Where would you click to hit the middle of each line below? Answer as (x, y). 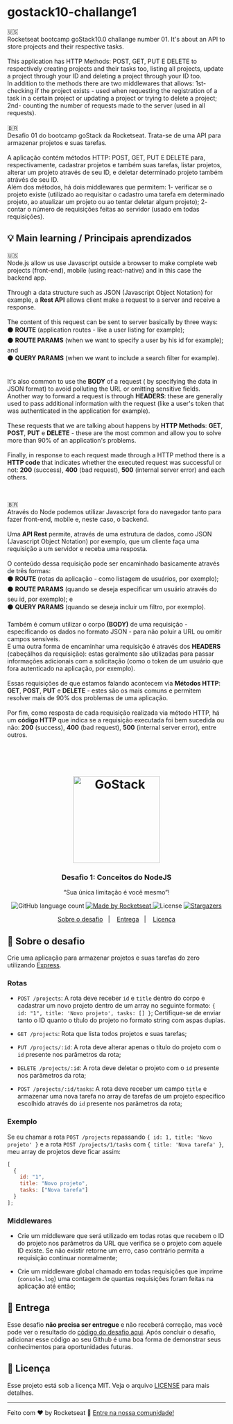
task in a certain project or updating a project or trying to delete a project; (112, 98)
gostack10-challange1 (72, 12)
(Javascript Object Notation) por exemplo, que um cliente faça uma (103, 541)
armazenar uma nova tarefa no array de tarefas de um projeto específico (121, 1096)
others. (17, 477)
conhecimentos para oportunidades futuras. (70, 1346)
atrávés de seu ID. (33, 179)
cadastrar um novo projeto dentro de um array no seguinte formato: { (116, 1006)
